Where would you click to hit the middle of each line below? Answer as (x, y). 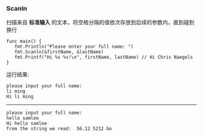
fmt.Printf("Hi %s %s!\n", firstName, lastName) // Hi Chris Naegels (104, 57)
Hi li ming (20, 97)
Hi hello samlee (27, 123)
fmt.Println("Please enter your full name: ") (74, 47)
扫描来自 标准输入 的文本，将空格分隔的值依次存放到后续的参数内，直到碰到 (100, 22)
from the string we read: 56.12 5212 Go (59, 129)
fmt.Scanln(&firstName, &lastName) (59, 52)
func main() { (24, 41)
